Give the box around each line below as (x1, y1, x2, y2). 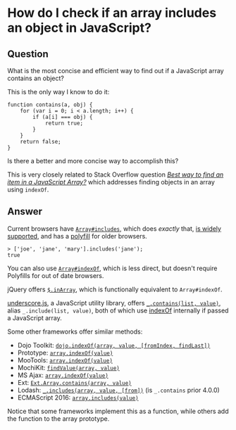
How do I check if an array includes (7, 5, 217, 21)
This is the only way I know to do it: (7, 88, 110, 96)
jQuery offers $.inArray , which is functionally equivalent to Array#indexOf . (7, 285, 223, 293)
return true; (44, 120, 83, 127)
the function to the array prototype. (7, 414, 110, 423)
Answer (7, 205, 43, 217)
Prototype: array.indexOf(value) (17, 348, 113, 357)
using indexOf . (7, 185, 49, 194)
